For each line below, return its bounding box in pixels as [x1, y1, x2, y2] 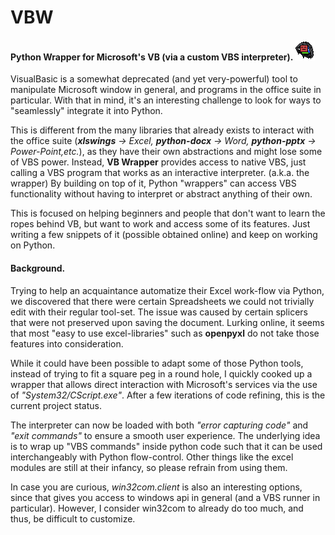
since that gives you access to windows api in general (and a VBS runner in [10, 491, 321, 503]
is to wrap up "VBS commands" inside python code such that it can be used [10, 440, 323, 452]
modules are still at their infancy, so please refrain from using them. [10, 461, 288, 473]
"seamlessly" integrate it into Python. [10, 105, 163, 117]
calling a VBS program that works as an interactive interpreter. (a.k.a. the [10, 167, 310, 179]
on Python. [10, 239, 56, 251]
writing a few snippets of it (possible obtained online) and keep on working [10, 229, 318, 241]
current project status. [10, 399, 103, 411]
